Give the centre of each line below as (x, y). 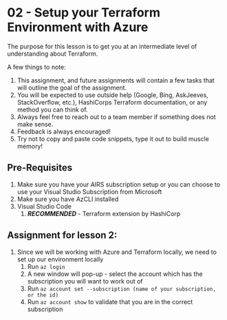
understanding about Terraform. (53, 54)
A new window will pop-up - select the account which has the (115, 274)
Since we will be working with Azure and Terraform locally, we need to (117, 252)
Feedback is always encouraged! (64, 131)
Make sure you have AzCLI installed (68, 199)
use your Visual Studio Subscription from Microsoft (89, 191)
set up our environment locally (60, 259)
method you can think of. (52, 109)
